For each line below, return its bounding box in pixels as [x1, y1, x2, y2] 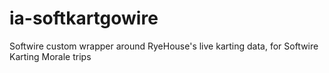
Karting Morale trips [9, 50, 92, 62]
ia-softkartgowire [9, 7, 159, 30]
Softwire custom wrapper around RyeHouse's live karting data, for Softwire [9, 40, 319, 52]
